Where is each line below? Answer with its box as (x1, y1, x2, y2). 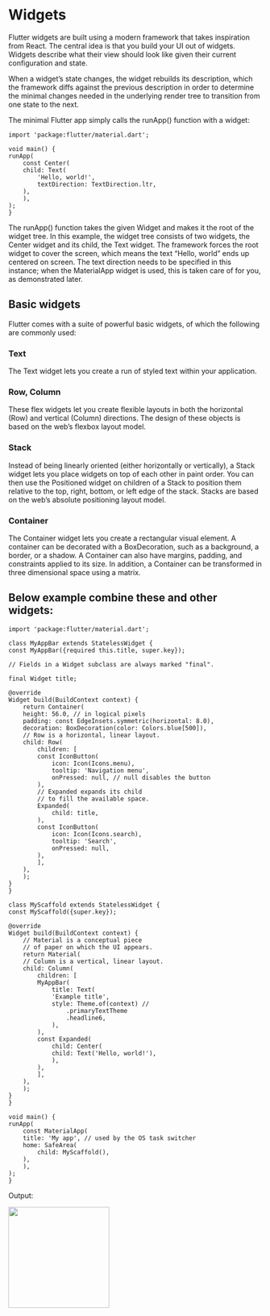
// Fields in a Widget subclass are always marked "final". (8, 660, 215, 668)
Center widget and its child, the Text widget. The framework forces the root (8, 240, 260, 250)
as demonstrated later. (8, 274, 83, 284)
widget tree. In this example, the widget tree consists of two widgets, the (8, 231, 250, 241)
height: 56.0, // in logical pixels (23, 709, 147, 718)
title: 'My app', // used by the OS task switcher (23, 1133, 197, 1142)
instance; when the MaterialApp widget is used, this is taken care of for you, (8, 265, 261, 275)
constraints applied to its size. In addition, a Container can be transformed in (8, 559, 262, 569)
